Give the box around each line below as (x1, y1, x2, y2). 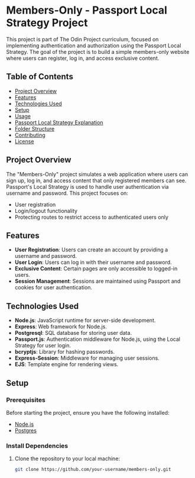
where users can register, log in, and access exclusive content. (6, 54, 160, 62)
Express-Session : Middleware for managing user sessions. (14, 354, 160, 361)
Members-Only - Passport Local (6, 4, 167, 17)
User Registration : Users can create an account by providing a (14, 246, 168, 253)
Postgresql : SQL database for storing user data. (14, 330, 132, 337)
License (14, 137, 34, 145)
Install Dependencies (6, 441, 69, 450)
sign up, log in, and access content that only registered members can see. (6, 177, 187, 184)
